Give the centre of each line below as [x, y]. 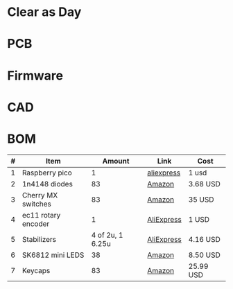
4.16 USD [204, 239]
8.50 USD [204, 255]
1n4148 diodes [47, 184]
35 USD [201, 200]
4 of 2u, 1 [107, 235]
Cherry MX [40, 195]
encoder [36, 224]
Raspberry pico [47, 173]
